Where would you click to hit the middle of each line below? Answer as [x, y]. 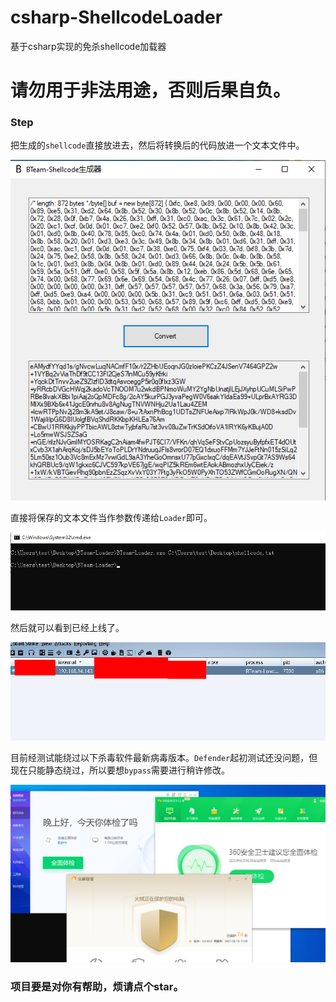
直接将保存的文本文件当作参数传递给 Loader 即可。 [111, 518]
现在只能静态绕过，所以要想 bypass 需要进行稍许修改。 [120, 770]
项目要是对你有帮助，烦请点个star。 [97, 986]
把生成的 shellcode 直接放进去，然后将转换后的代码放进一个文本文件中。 [157, 145]
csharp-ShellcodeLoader [116, 17]
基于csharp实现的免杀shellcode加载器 [88, 46]
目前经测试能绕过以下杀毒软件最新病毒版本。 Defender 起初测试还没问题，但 [164, 757]
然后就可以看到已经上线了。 [67, 627]
